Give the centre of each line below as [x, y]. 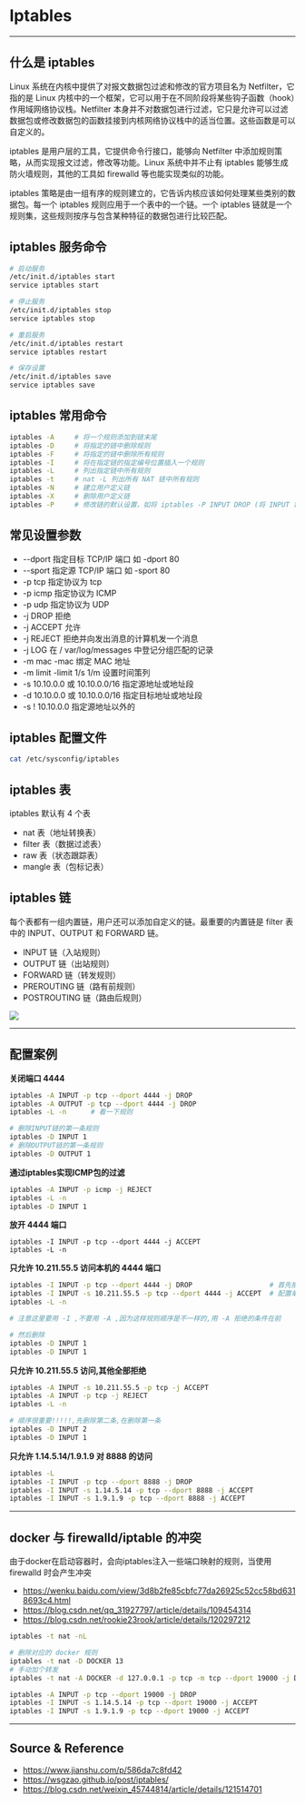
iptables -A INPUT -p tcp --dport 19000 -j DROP [103, 1694]
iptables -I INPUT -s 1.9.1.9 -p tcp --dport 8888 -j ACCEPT [128, 1499]
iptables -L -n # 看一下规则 [71, 1112]
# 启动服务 [27, 269]
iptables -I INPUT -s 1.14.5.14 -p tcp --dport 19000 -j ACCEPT [133, 1703]
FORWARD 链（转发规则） [71, 975]
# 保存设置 [27, 369]
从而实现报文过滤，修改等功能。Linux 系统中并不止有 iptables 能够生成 [157, 162]
